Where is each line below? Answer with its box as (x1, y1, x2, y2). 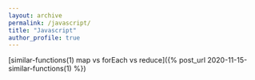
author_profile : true (8, 33, 81, 42)
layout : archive (8, 11, 62, 20)
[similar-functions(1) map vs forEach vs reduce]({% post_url (8, 55, 206, 65)
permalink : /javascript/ (8, 19, 91, 27)
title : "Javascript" (8, 26, 78, 34)
